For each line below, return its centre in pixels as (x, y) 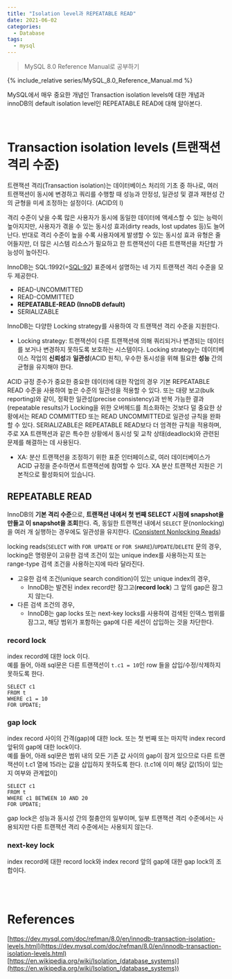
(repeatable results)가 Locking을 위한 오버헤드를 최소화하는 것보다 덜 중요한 (111, 408)
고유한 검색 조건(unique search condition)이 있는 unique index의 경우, (114, 578)
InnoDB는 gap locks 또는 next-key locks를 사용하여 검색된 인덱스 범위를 (126, 613)
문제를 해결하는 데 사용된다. (44, 442)
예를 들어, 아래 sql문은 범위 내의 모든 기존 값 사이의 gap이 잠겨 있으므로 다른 (110, 756)
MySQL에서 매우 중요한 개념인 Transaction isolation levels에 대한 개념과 (106, 95)
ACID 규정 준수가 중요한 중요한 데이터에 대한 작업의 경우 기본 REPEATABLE (109, 381)
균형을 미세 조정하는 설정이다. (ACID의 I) (69, 203)
